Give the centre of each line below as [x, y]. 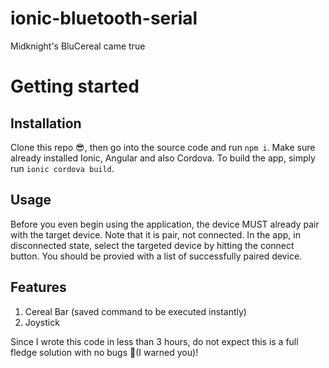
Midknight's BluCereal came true [78, 46]
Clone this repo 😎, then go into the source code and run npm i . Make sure [163, 147]
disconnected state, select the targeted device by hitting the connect [152, 245]
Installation [46, 123]
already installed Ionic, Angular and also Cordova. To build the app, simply [163, 158]
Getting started [75, 86]
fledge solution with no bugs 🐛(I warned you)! [104, 352]
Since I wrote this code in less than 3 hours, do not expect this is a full [154, 341]
